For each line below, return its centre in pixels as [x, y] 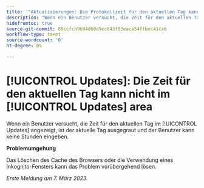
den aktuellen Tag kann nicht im [88, 94]
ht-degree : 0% [24, 46]
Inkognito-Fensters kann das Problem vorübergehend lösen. [81, 166]
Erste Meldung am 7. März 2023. [47, 178]
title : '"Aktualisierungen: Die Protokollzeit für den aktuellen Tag [96, 12]
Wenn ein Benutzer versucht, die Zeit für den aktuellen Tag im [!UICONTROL [102, 123]
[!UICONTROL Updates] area [80, 107]
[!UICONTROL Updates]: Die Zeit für [98, 81]
